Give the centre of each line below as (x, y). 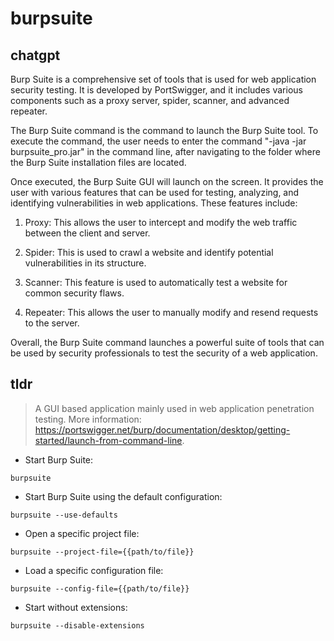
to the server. (52, 323)
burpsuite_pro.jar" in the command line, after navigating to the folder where (165, 151)
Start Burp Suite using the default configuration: (123, 496)
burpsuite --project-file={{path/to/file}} (102, 552)
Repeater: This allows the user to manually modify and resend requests (171, 312)
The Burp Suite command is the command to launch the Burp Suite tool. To (164, 130)
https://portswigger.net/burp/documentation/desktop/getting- (162, 429)
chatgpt (35, 55)
